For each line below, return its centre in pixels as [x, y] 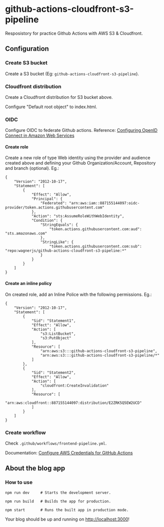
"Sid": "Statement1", [54, 321]
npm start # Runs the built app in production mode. [67, 510]
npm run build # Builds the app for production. [58, 501]
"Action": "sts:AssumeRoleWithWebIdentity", [78, 216]
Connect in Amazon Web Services [40, 136]
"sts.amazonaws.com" [26, 234]
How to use [19, 483]
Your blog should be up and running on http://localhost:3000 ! [67, 519]
